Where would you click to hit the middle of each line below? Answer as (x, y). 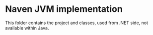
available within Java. (27, 28)
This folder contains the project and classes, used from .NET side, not (76, 23)
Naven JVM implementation (64, 9)
